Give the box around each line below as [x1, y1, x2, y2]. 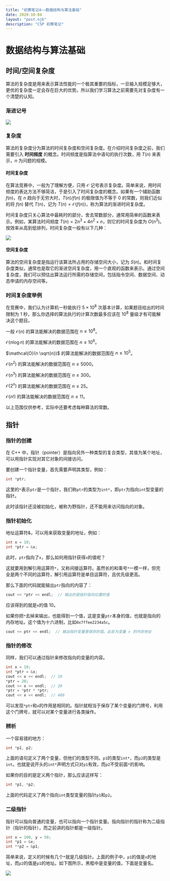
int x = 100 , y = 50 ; [6, 834, 51, 840]
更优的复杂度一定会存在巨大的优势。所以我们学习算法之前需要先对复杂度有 [6, 87, 160, 94]
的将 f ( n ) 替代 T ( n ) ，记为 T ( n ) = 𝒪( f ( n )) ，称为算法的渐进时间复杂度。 [6, 201, 148, 207]
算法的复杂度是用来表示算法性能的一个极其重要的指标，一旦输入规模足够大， [6, 81, 165, 87]
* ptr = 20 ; [6, 678, 29, 684]
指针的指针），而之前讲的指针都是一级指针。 [14, 824, 105, 830]
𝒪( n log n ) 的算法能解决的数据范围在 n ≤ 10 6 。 [6, 338, 100, 345]
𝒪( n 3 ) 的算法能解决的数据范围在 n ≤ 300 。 [6, 371, 94, 378]
